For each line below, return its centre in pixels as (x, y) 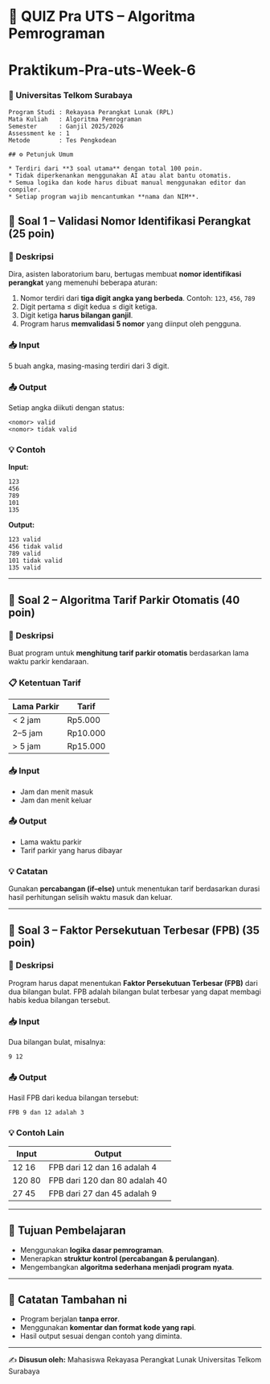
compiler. (25, 189)
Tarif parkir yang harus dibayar (71, 850)
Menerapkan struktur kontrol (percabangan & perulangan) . (119, 1259)
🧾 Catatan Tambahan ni (68, 1299)
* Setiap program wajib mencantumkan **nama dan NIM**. (104, 196)
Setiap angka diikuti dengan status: (66, 407)
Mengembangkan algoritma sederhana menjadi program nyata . (127, 1267)
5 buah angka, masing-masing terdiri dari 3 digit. (89, 366)
